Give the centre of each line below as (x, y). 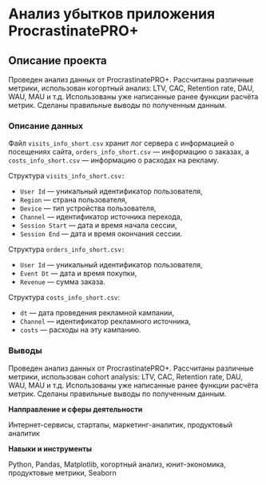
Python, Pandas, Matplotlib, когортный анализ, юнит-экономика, (117, 464)
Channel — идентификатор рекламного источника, (105, 322)
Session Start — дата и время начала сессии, (98, 226)
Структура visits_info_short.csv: (67, 176)
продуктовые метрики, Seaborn (63, 472)
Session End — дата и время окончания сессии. (101, 234)
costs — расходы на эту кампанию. (80, 330)
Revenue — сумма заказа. (62, 282)
